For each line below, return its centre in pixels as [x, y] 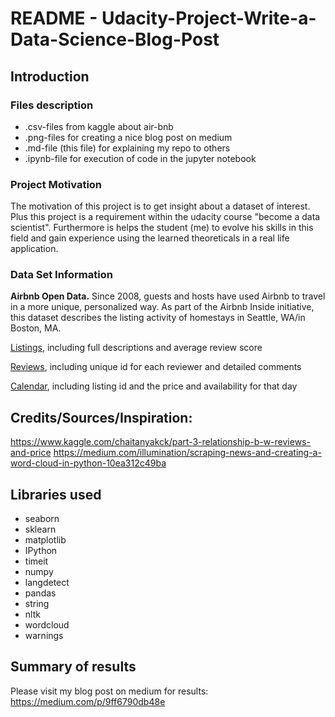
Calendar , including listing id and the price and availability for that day [154, 386]
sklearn [40, 529]
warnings [44, 636]
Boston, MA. [36, 328]
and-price [31, 453]
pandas [40, 593]
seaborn [42, 519]
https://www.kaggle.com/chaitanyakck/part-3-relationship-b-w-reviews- [160, 442]
